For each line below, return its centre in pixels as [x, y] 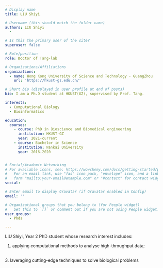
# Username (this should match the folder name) [55, 23]
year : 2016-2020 [34, 152]
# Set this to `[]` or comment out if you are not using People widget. [82, 209]
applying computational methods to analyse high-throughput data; [78, 246]
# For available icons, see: [34, 169]
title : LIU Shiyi [23, 14]
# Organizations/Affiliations [36, 67]
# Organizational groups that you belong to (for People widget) [72, 205]
